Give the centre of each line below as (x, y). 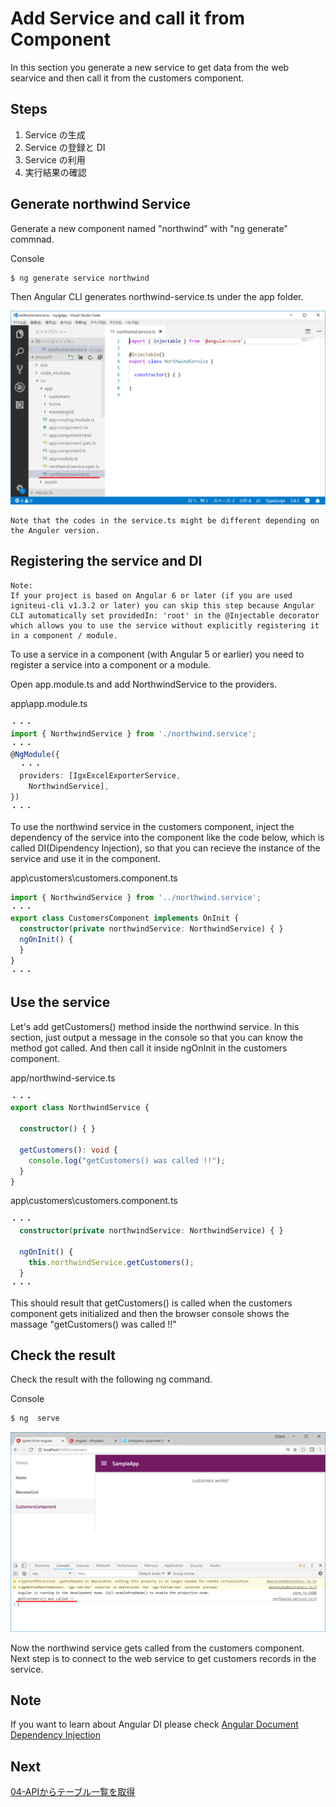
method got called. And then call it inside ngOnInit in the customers (149, 1048)
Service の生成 (55, 134)
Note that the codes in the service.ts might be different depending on (165, 521)
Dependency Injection (56, 1735)
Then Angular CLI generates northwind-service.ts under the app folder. (157, 297)
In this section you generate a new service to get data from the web (150, 67)
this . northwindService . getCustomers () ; (111, 1262)
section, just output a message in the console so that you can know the (157, 1037)
